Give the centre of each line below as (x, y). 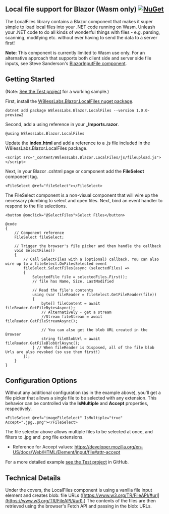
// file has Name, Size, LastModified (73, 281)
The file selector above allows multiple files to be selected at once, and (79, 432)
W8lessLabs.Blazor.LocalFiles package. (46, 148)
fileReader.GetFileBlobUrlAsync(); (43, 343)
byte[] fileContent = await (71, 303)
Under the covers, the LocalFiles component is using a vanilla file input (79, 490)
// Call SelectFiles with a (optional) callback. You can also (91, 259)
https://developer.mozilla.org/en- (109, 447)
